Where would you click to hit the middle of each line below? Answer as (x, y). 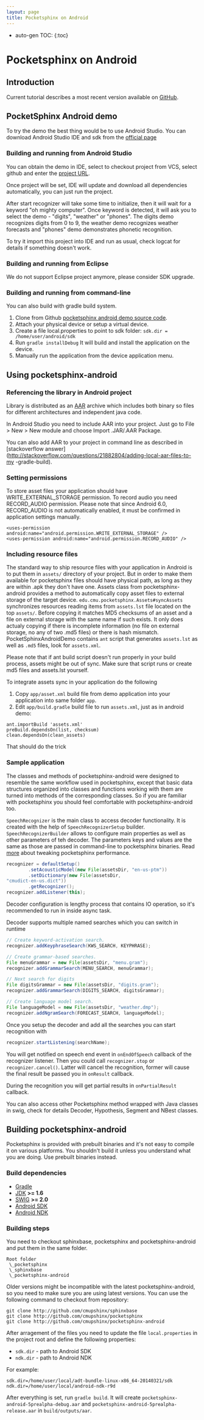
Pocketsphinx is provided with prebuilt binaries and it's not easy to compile (100, 1144)
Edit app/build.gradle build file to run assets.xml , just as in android (99, 707)
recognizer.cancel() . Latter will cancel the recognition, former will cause (98, 1067)
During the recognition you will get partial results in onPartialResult (91, 1085)
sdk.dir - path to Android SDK (53, 1351)
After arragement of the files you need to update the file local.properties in (102, 1333)
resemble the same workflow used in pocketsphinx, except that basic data (100, 782)
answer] (55, 449)
